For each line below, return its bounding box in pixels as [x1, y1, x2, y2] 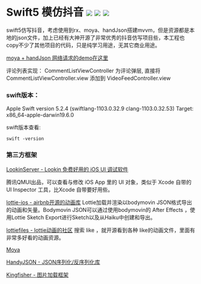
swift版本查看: [6, 124, 41, 131]
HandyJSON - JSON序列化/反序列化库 [6, 258, 100, 265]
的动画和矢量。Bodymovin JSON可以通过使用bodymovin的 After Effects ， [6, 206, 190, 213]
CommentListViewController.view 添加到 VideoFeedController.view [6, 74, 171, 82]
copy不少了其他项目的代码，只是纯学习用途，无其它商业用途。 [6, 41, 161, 49]
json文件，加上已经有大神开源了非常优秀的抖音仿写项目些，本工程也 [16, 34, 185, 41]
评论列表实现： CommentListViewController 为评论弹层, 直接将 [6, 67, 161, 74]
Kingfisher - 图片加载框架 [6, 271, 69, 278]
